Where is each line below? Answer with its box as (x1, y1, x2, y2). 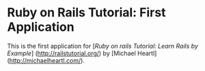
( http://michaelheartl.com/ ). (7, 56, 85, 64)
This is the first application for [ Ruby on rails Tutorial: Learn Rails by (7, 42, 198, 50)
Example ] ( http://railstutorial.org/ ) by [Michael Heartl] (7, 49, 157, 57)
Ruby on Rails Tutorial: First (7, 5, 166, 20)
